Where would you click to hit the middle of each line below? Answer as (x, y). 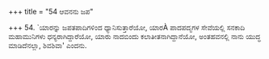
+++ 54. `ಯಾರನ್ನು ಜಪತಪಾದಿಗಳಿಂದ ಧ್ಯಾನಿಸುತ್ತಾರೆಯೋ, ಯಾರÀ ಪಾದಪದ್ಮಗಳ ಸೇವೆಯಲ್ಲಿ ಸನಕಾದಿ (127, 28)
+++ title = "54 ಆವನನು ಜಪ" (51, 12)
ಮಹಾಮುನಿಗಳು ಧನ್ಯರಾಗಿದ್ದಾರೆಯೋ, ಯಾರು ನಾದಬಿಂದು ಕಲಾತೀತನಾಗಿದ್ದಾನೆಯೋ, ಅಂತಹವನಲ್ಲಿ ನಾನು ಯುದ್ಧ (134, 36)
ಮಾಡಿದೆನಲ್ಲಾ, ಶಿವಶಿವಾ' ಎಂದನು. (48, 45)
